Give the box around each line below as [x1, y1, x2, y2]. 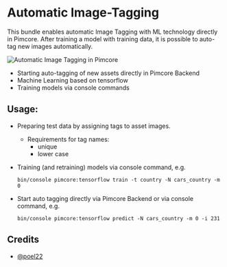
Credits [7, 234, 40, 246]
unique [37, 142, 58, 151]
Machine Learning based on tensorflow [16, 76, 128, 84]
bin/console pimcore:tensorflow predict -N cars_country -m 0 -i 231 [16, 215, 221, 222]
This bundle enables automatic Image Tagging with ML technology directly [7, 28, 218, 36]
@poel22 [16, 252, 43, 260]
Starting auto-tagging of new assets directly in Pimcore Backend [16, 69, 200, 77]
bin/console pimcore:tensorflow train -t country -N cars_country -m [16, 176, 221, 183]
